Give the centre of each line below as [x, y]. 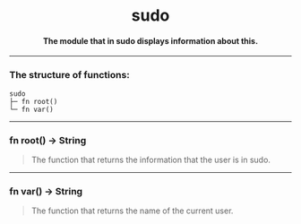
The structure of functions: [69, 75]
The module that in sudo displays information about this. [150, 40]
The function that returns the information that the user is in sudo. [151, 159]
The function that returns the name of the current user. [132, 211]
